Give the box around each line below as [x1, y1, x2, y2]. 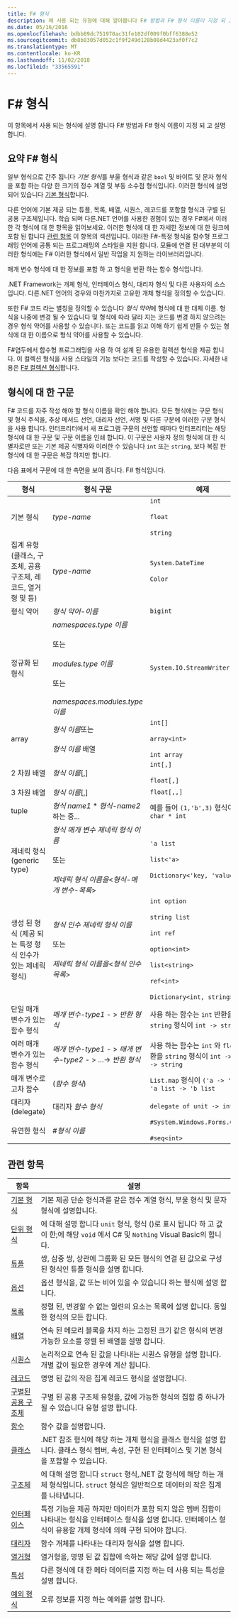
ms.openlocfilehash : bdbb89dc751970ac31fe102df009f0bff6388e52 [7, 30, 198, 38]
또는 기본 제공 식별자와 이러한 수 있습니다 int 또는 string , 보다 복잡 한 [31, 442, 227, 451]
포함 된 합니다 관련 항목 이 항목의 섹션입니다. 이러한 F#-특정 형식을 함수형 [7, 232, 210, 241]
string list [149, 913, 191, 922]
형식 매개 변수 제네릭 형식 [52, 825, 132, 835]
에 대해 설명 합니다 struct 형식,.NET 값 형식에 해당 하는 [40, 1469, 215, 1479]
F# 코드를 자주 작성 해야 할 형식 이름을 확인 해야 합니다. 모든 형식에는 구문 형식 [7, 406, 225, 415]
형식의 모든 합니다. [49, 1312, 108, 1321]
